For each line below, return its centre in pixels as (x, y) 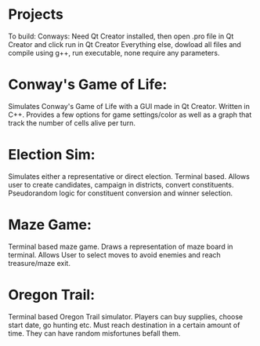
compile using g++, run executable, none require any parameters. (114, 53)
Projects (36, 15)
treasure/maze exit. (39, 263)
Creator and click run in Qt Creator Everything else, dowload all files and (125, 44)
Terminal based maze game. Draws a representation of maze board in (121, 246)
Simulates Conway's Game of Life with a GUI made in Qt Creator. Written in (129, 106)
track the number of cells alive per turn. (72, 122)
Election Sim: (52, 155)
